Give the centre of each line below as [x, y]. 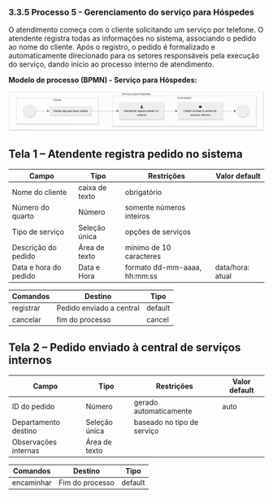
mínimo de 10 [148, 247]
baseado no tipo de [166, 422]
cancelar [26, 319]
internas [26, 451]
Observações [34, 442]
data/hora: [232, 267]
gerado [146, 402]
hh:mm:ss [141, 276]
